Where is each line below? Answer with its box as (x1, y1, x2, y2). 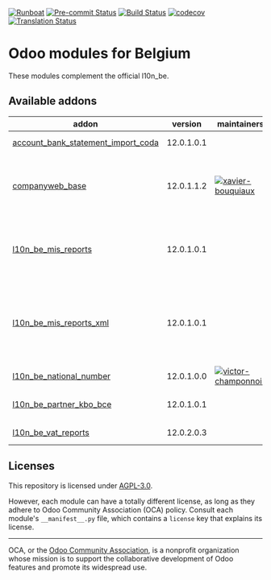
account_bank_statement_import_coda (12, 137, 159, 148)
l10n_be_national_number (12, 371, 111, 382)
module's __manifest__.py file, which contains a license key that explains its (8, 513, 263, 523)
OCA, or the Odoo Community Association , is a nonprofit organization (8, 545, 240, 555)
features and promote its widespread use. (8, 562, 148, 572)
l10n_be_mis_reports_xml (12, 317, 110, 328)
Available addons (8, 94, 98, 108)
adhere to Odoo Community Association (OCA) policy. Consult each (8, 504, 234, 515)
